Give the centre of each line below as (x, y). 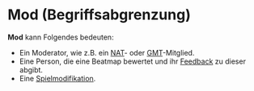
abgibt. (31, 69)
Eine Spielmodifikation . (57, 78)
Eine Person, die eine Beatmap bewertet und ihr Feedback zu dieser (132, 61)
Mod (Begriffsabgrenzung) (99, 15)
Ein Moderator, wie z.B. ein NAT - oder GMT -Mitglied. (107, 52)
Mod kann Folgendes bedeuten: (61, 37)
